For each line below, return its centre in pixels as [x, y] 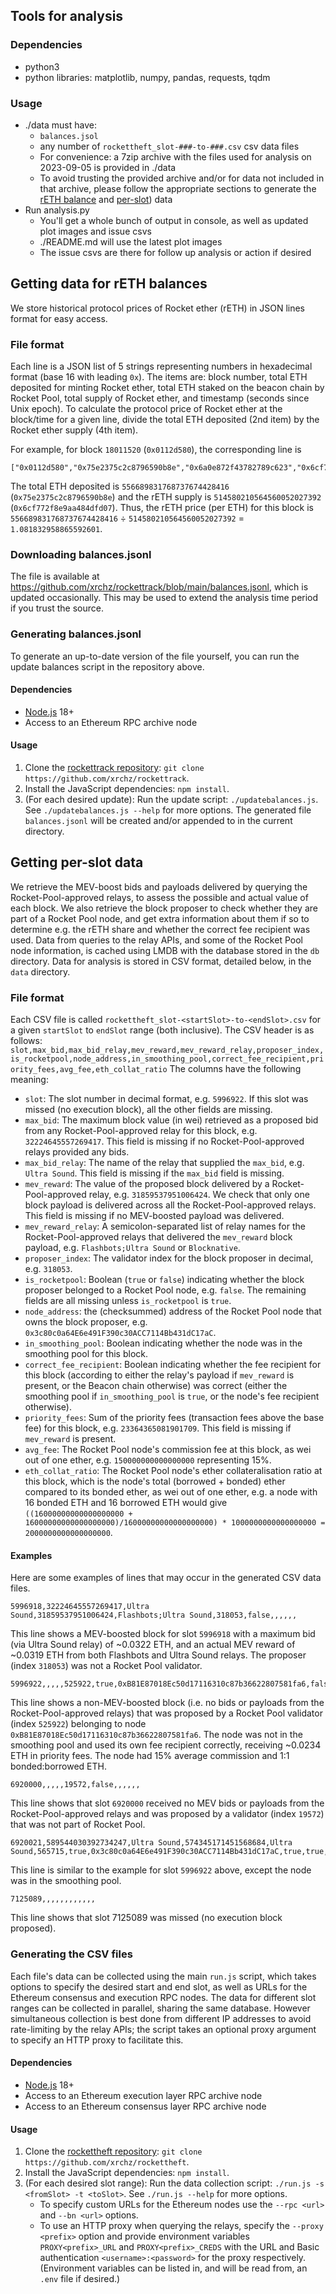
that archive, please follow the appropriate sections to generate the [178, 188]
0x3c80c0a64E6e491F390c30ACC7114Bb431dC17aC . [120, 1333]
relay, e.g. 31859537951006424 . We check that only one [199, 1195]
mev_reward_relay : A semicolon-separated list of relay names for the [165, 1226]
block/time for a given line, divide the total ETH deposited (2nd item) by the [165, 420]
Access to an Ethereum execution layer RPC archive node [143, 2095]
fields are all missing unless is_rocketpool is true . [128, 1301]
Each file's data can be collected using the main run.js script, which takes [163, 1976]
